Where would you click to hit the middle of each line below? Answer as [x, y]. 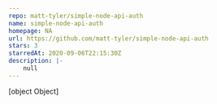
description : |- [36, 61]
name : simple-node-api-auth [56, 23]
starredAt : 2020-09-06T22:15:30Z [65, 53]
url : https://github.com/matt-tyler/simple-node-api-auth [108, 38]
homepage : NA [30, 31]
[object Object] [34, 91]
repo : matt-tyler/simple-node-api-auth [76, 16]
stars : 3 [23, 46]
